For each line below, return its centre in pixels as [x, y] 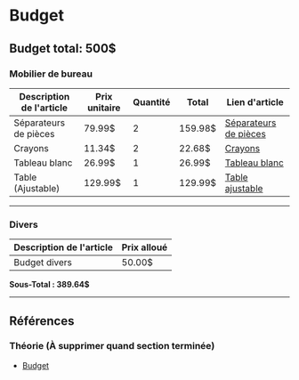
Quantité [152, 101]
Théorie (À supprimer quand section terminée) [112, 346]
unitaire [104, 108]
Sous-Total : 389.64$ [49, 285]
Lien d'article [255, 101]
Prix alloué [145, 247]
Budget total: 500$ [63, 49]
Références [42, 321]
